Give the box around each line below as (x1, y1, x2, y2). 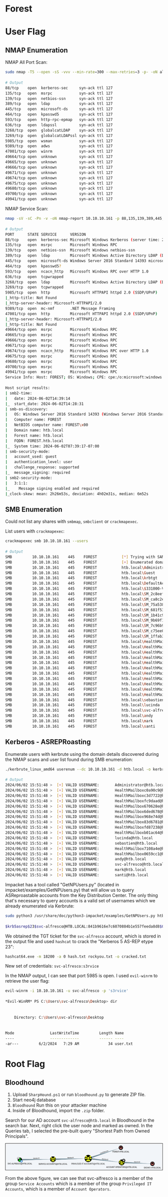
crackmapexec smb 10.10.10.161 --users (5, 539, 88, 544)
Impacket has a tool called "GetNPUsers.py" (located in (5, 881, 119, 887)
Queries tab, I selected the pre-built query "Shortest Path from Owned (5, 1128, 150, 1134)
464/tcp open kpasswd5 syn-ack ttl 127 (5, 112, 113, 117)
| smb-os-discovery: (5, 407, 48, 412)
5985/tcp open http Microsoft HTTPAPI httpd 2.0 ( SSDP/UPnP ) (5, 290, 157, 295)
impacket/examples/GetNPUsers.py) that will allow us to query (5, 887, 134, 893)
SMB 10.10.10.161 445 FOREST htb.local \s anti (5, 724, 155, 729)
